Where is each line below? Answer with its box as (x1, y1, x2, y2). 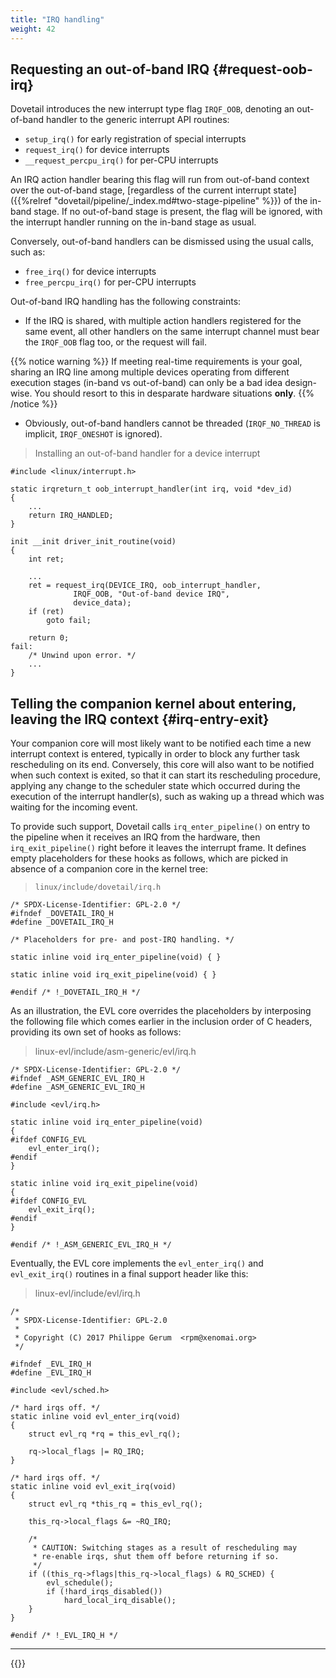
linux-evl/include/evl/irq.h (34, 1287, 141, 1300)
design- (284, 377, 317, 389)
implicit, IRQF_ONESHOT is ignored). (24, 428, 163, 440)
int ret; (28, 554, 65, 565)
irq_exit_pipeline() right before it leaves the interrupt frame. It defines (10, 842, 307, 854)
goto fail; (46, 616, 92, 626)
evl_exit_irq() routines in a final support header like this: (10, 1268, 249, 1280)
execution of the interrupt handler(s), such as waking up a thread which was (10, 791, 325, 803)
